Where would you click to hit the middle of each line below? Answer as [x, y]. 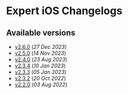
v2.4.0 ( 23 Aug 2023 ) [41, 59]
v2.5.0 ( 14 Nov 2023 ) [40, 53]
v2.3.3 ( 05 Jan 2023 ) [40, 72]
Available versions [41, 33]
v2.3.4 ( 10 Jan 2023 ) [40, 66]
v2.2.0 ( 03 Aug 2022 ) [41, 85]
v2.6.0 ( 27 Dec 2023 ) [40, 47]
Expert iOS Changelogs [64, 11]
